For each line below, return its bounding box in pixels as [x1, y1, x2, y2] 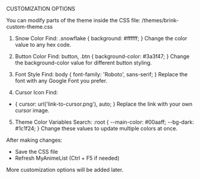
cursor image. [14, 107, 50, 114]
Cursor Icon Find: [14, 89, 58, 96]
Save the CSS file [14, 148, 58, 155]
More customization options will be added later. [6, 166, 124, 173]
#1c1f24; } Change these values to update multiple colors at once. [14, 125, 178, 132]
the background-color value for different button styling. [14, 59, 152, 66]
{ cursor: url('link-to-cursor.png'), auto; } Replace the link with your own [14, 100, 193, 108]
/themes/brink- [141, 17, 179, 23]
